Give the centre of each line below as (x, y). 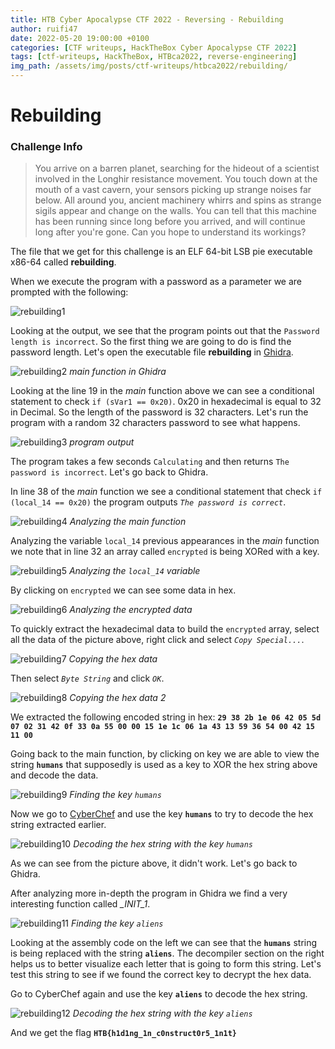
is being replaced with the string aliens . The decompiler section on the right (167, 953)
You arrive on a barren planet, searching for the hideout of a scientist (177, 168)
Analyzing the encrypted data (131, 610)
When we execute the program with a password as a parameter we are (156, 282)
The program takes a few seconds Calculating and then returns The (150, 462)
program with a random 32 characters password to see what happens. (155, 423)
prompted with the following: (69, 292)
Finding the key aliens (117, 923)
